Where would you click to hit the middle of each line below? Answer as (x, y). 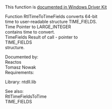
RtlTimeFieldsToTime (26, 96)
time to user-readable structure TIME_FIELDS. (51, 22)
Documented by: (22, 57)
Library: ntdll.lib (21, 82)
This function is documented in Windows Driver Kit (56, 7)
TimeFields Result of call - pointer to (41, 37)
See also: (14, 91)
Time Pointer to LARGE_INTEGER (38, 27)
